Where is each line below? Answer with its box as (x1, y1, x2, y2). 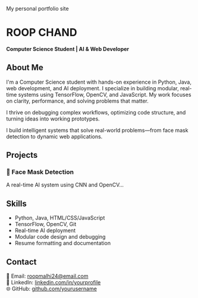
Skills (6, 198, 27, 208)
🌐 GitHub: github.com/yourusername (6, 285, 97, 293)
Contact (6, 256, 37, 267)
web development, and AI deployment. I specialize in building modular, (6, 84, 180, 91)
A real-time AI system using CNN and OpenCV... (6, 181, 124, 189)
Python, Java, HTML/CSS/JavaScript (14, 214, 105, 221)
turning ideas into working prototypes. (6, 115, 100, 122)
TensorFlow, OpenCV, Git (14, 221, 77, 228)
